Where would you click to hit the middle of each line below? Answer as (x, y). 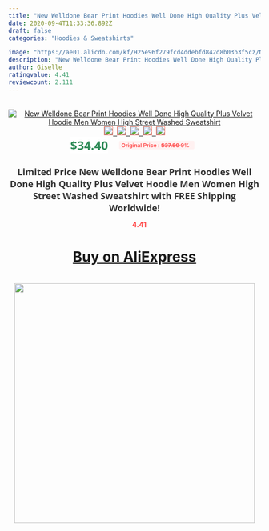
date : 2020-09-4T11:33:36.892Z (60, 23)
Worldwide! (134, 208)
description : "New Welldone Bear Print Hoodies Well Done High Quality (130, 60)
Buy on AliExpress (134, 257)
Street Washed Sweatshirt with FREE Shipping (134, 196)
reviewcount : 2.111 (41, 82)
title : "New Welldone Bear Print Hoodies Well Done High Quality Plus (128, 16)
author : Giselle (35, 68)
